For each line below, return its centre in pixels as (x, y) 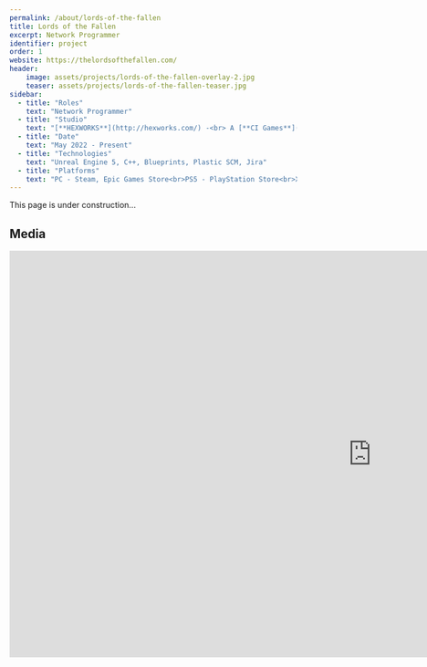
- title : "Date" (48, 137)
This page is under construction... (73, 205)
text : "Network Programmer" (79, 111)
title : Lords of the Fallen (63, 26)
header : (24, 69)
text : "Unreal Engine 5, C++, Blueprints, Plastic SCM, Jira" (146, 162)
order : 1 (26, 52)
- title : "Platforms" (59, 171)
